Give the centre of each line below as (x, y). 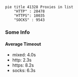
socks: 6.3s (24, 71)
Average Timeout (23, 44)
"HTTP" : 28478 (29, 11)
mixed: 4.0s (24, 55)
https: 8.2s (23, 65)
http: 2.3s (22, 60)
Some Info (18, 32)
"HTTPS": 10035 (29, 16)
